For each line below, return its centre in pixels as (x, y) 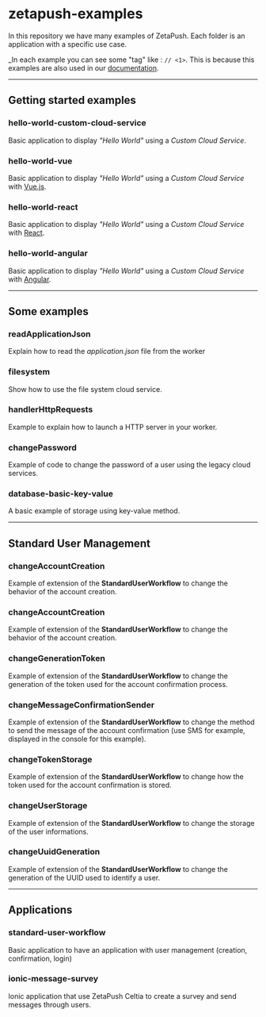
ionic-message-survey (53, 979)
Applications (40, 910)
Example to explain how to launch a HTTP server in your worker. (113, 427)
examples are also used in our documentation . (84, 67)
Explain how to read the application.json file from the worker (107, 351)
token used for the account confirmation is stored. (90, 785)
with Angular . (30, 279)
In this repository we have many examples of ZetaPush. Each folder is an (127, 36)
